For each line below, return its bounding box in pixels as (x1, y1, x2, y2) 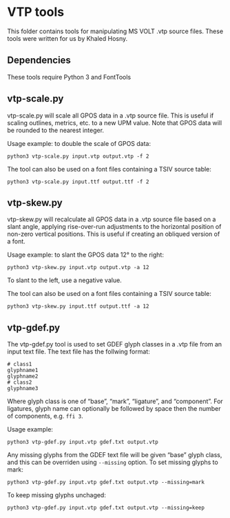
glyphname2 (7, 373, 39, 380)
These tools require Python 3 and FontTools (7, 73, 132, 81)
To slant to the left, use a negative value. (7, 276, 122, 284)
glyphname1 (7, 367, 39, 374)
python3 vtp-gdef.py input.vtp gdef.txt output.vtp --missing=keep (7, 504, 205, 512)
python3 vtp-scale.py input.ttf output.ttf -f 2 (7, 178, 149, 185)
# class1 (7, 361, 32, 368)
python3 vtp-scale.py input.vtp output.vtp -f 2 (7, 153, 149, 160)
